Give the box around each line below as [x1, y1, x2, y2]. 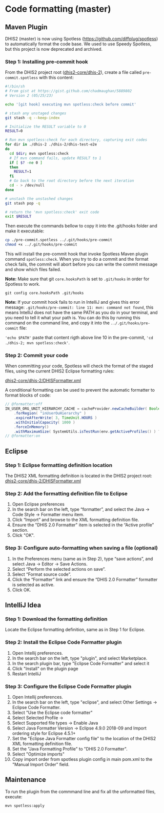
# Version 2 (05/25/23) [5, 93, 54, 98]
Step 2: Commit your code [5, 352, 68, 358]
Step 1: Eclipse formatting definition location [5, 461, 113, 468]
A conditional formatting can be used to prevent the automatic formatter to [5, 387, 155, 393]
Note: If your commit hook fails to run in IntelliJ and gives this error [5, 299, 140, 305]
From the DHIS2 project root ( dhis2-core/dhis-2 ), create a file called [5, 69, 142, 75]
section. [12, 527, 29, 533]
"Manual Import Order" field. [12, 761, 70, 767]
